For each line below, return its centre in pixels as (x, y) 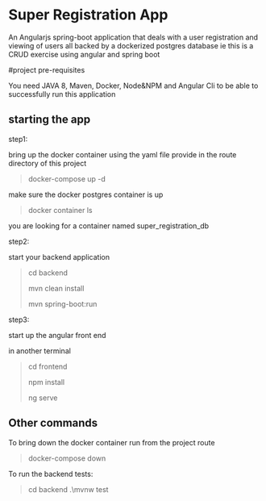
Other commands (53, 423)
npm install (46, 382)
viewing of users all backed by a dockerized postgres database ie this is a (131, 45)
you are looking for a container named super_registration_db (109, 225)
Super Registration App (88, 15)
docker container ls (60, 210)
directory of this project (48, 163)
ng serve (43, 398)
